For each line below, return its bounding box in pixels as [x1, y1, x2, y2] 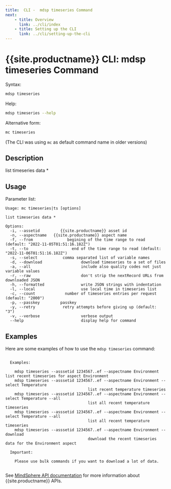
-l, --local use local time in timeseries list [10, 287, 157, 292]
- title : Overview [14, 17, 54, 22]
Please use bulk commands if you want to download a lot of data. [14, 459, 159, 464]
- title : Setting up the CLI [14, 27, 77, 32]
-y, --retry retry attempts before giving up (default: [10, 305, 157, 310]
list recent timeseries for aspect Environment [5, 374, 109, 379]
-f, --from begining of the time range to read [10, 237, 145, 243]
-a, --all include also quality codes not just [10, 264, 161, 269]
